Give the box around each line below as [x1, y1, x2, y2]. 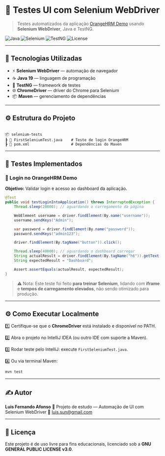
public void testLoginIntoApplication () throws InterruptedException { [5, 200, 155, 205]
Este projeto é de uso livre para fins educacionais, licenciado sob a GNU [5, 441, 151, 447]
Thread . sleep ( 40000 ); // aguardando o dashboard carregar [14, 249, 135, 254]
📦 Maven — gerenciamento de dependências [12, 93, 107, 99]
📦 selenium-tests [5, 132, 43, 137]
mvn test [5, 369, 23, 374]
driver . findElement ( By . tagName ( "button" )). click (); [14, 240, 122, 245]
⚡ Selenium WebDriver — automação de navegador [12, 67, 118, 73]
